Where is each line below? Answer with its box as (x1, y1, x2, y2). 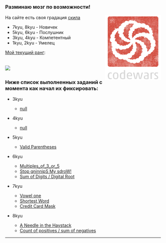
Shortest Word (19, 198, 49, 203)
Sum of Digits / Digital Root (19, 173, 75, 179)
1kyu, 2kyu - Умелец (12, 40, 55, 46)
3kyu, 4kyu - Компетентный (12, 35, 71, 40)
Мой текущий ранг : (5, 49, 46, 55)
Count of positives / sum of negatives (19, 227, 96, 233)
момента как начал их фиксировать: (5, 85, 99, 92)
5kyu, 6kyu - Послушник (12, 30, 64, 36)
